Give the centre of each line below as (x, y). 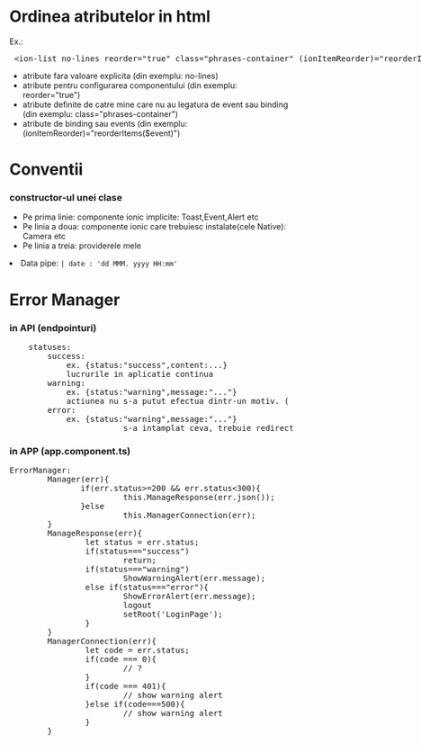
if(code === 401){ (125, 687)
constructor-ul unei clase (66, 198)
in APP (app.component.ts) (70, 451)
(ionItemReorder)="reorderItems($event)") (101, 133)
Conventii (46, 170)
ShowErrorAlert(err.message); (189, 597)
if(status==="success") (138, 552)
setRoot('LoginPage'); (173, 615)
